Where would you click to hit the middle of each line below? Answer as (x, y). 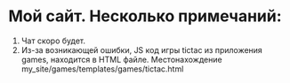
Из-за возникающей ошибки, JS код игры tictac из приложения (142, 49)
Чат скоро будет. (53, 41)
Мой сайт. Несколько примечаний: (145, 16)
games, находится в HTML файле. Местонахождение (122, 59)
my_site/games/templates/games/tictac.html (102, 69)
